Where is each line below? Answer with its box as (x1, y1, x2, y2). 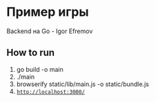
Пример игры (6, 4, 89, 20)
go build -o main (16, 65, 64, 73)
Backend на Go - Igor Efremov (6, 27, 93, 35)
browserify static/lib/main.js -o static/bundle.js (16, 80, 149, 88)
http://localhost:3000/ (16, 88, 86, 95)
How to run (6, 47, 55, 59)
